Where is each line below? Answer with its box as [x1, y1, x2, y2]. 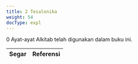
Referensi [32, 50, 61, 58]
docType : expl [6, 20, 42, 25]
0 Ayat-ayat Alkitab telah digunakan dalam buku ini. [6, 36, 133, 43]
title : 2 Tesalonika [6, 8, 58, 15]
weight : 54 [6, 14, 33, 20]
